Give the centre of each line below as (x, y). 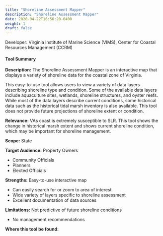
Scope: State (19, 141)
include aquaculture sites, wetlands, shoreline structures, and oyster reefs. (81, 95)
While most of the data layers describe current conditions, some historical (81, 101)
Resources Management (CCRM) (39, 48)
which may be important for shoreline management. (58, 131)
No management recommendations (48, 220)
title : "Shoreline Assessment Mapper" (45, 10)
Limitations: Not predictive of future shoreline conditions (64, 210)
